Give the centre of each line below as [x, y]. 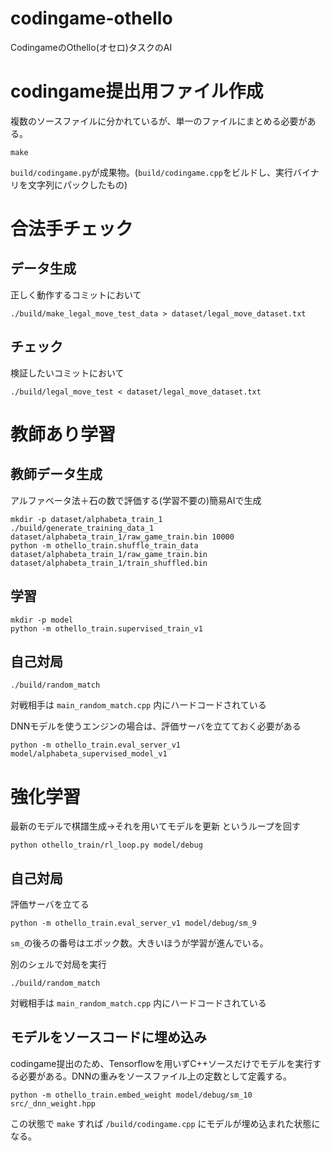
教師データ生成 [56, 474]
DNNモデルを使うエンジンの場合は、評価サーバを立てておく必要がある [156, 726]
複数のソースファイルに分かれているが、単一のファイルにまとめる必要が [159, 121]
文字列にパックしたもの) [77, 184]
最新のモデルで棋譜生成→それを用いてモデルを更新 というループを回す [156, 826]
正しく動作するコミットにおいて [76, 294]
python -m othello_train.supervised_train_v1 [106, 628]
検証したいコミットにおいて [67, 373]
